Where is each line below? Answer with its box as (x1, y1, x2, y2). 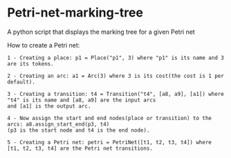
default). (7, 78, 36, 86)
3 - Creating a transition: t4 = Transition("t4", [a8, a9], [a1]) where (7, 90, 225, 97)
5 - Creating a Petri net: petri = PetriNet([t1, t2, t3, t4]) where (7, 139, 212, 146)
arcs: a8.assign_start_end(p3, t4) (7, 121, 110, 128)
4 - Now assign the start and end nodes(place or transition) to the (7, 115, 212, 121)
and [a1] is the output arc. (7, 102, 91, 110)
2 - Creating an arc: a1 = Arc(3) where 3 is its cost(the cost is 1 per (7, 72, 225, 79)
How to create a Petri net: (7, 41, 80, 49)
